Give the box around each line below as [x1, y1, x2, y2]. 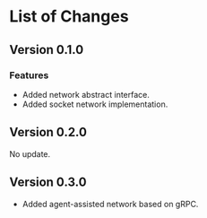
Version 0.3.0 [9, 175, 87, 190]
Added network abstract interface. [22, 89, 151, 100]
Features [9, 69, 49, 82]
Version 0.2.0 [9, 125, 88, 140]
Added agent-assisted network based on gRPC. [22, 198, 199, 209]
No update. [9, 148, 51, 159]
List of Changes [9, 6, 129, 27]
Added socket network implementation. [22, 99, 168, 109]
